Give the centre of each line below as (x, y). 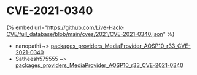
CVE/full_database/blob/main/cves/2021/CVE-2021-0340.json (85, 34)
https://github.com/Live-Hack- (86, 27)
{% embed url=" (27, 27)
